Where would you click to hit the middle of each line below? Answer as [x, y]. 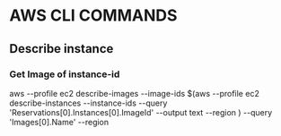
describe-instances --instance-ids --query [88, 103]
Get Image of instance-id [65, 74]
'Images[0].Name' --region [59, 122]
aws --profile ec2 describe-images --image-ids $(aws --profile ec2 [135, 93]
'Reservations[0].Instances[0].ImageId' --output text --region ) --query [141, 112]
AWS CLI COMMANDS [93, 16]
